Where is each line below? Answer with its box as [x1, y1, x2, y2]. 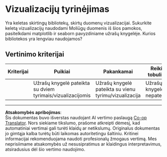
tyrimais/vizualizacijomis [33, 92, 91, 99]
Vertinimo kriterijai [5, 50, 65, 59]
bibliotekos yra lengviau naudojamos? [5, 36, 83, 42]
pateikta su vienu [95, 85, 136, 92]
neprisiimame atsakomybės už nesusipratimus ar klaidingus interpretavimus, [5, 141, 162, 147]
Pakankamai [103, 68, 133, 75]
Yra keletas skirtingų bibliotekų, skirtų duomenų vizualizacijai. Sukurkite [5, 20, 152, 26]
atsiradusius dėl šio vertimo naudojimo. [5, 146, 85, 152]
